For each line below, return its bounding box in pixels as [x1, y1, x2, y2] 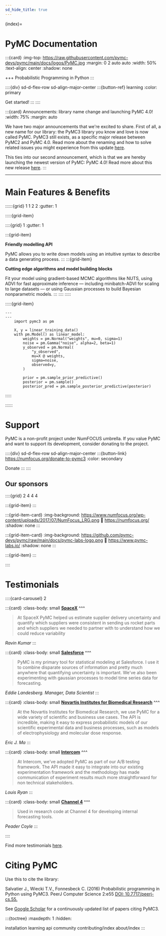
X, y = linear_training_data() [14, 328, 79, 332]
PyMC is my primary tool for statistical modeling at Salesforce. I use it [17, 659, 159, 665]
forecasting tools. [17, 814, 53, 820]
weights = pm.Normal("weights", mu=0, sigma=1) [23, 336, 123, 341]
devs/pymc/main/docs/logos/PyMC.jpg [5, 60, 85, 66]
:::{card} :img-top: [5, 54, 42, 60]
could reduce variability [17, 630, 66, 636]
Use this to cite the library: [5, 876, 59, 882]
